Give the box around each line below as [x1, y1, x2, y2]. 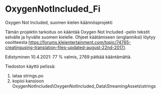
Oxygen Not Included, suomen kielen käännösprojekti [5, 19, 113, 25]
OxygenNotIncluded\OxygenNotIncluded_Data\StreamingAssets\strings [12, 83, 156, 89]
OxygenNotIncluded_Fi [5, 3, 101, 15]
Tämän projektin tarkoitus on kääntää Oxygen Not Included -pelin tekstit [5, 29, 150, 35]
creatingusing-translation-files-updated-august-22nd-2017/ [5, 44, 125, 50]
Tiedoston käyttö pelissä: [5, 63, 56, 69]
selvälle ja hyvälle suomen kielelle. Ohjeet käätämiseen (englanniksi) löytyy [5, 34, 156, 40]
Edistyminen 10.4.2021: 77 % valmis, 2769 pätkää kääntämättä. [5, 54, 132, 59]
